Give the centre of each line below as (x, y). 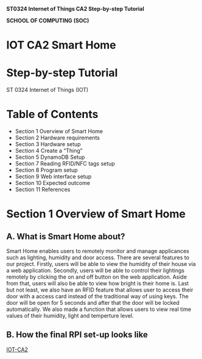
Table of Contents (52, 114)
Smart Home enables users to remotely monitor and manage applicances (98, 251)
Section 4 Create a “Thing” (49, 151)
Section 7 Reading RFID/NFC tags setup (65, 164)
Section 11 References (43, 190)
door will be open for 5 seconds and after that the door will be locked (93, 303)
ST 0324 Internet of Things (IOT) (47, 90)
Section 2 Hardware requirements (57, 138)
